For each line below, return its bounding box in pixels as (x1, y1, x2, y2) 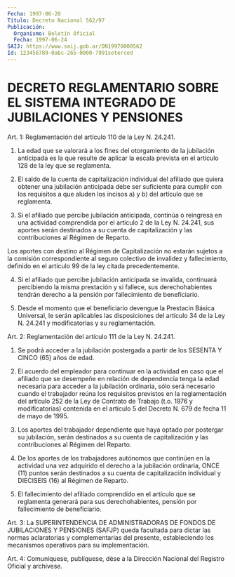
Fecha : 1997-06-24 (13, 37, 68, 44)
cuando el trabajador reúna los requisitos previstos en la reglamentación (17, 389, 227, 397)
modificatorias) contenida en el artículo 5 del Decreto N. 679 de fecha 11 (17, 404, 227, 413)
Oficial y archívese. (7, 562, 63, 570)
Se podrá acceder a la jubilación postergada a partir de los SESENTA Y (17, 345, 222, 354)
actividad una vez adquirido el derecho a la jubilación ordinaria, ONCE (17, 461, 220, 470)
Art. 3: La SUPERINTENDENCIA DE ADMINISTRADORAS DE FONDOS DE (7, 518, 216, 526)
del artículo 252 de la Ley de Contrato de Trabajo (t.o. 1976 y (17, 397, 193, 405)
